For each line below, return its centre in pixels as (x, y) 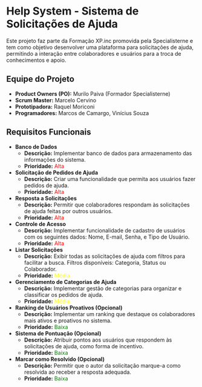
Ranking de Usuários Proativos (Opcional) (69, 308)
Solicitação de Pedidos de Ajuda (57, 172)
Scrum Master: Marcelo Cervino (56, 100)
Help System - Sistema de (73, 11)
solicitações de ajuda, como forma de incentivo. (84, 346)
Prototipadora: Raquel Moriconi (55, 107)
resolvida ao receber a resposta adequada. (78, 372)
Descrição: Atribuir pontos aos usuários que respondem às (98, 340)
